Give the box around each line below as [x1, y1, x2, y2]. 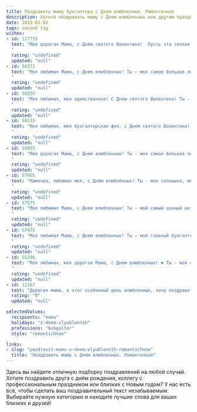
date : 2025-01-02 [6, 19, 49, 25]
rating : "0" [11, 293, 41, 299]
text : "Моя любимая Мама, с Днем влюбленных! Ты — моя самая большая [11, 69, 185, 75]
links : [6, 341, 22, 347]
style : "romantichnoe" [11, 330, 67, 337]
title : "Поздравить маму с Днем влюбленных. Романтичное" [11, 352, 157, 359]
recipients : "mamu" [11, 314, 59, 320]
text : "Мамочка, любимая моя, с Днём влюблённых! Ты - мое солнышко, [11, 178, 185, 184]
